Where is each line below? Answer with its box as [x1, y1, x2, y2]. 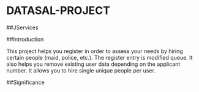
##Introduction [6, 35, 44, 43]
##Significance [6, 79, 45, 86]
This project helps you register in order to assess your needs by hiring [6, 47, 184, 55]
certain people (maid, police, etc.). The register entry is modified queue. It [6, 54, 193, 61]
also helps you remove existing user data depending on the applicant [6, 60, 181, 68]
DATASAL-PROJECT [6, 4, 110, 18]
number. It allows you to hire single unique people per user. [6, 66, 156, 74]
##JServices [6, 24, 39, 31]
